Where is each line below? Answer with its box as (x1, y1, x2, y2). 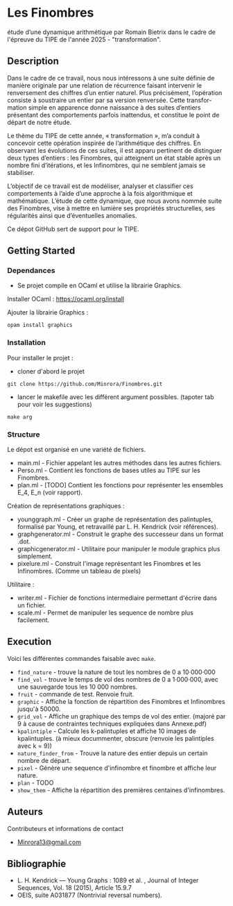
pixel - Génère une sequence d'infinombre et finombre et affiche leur (17, 764, 217, 772)
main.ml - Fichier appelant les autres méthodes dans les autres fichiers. (17, 459, 222, 467)
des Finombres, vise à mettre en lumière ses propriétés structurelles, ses (7, 203, 216, 212)
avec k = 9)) (17, 741, 52, 750)
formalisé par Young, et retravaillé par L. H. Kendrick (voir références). (17, 523, 218, 531)
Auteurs (7, 806, 44, 818)
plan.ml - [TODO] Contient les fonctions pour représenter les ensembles (17, 481, 223, 489)
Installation (7, 338, 46, 348)
